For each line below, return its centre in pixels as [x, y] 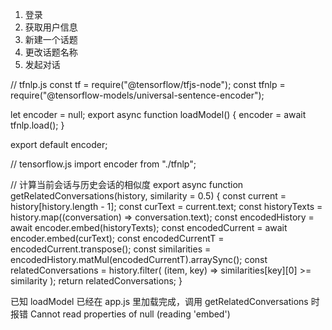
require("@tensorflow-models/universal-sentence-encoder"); [137, 95]
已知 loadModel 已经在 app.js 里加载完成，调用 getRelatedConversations [159, 301]
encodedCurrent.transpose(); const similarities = [111, 249]
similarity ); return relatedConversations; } [96, 281]
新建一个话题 [51, 39]
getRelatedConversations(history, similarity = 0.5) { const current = [148, 196]
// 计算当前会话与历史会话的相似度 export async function [127, 184]
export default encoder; [59, 144]
